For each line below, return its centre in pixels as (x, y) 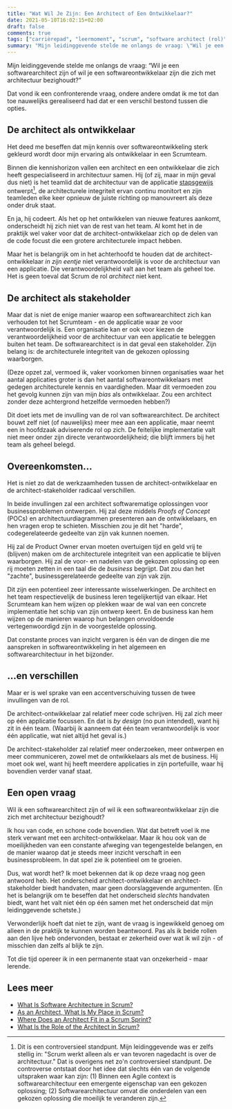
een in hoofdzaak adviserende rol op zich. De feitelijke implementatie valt (111, 430)
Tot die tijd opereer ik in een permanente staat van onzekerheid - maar (108, 959)
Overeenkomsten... (50, 466)
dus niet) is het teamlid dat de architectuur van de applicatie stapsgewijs (110, 182)
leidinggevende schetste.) (44, 910)
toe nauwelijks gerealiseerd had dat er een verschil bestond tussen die (108, 101)
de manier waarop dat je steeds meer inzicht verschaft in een (94, 852)
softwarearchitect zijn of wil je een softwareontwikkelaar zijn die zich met (112, 73)
